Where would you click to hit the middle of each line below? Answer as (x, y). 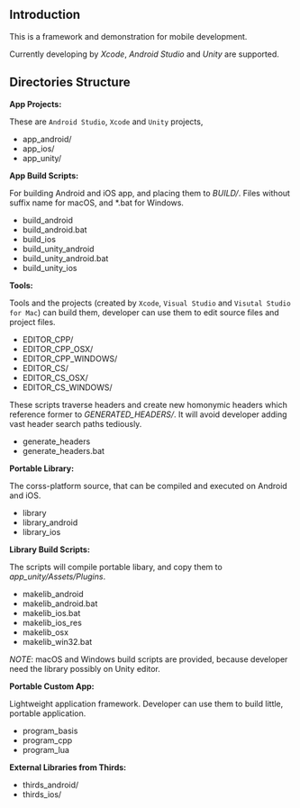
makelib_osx (45, 632)
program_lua (46, 749)
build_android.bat (55, 230)
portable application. (48, 713)
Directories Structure (70, 82)
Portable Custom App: (52, 686)
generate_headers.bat (64, 450)
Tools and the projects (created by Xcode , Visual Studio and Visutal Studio (150, 303)
